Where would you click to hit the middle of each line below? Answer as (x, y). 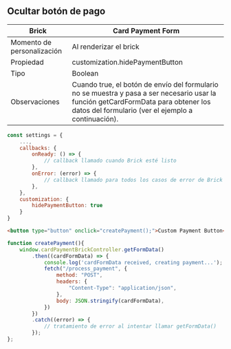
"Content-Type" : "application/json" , (122, 288)
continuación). (95, 118)
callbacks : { (38, 148)
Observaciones (35, 101)
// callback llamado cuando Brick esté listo (110, 161)
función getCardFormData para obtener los (141, 101)
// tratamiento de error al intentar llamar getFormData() (130, 326)
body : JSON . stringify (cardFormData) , (110, 301)
